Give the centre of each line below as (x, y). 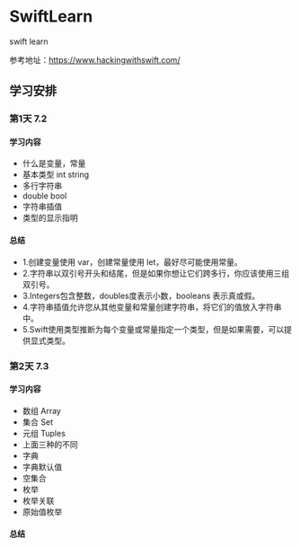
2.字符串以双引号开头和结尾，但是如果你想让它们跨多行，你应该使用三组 (156, 273)
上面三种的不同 (50, 444)
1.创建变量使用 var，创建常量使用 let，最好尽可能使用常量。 (132, 261)
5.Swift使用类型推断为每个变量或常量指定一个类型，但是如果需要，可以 (153, 329)
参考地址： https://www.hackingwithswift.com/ (95, 59)
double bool (44, 196)
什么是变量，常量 (54, 163)
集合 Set (38, 422)
